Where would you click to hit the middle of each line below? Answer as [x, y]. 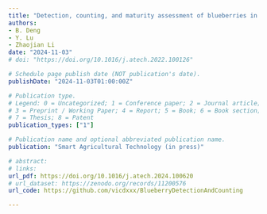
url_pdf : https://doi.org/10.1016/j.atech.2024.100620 [101, 176]
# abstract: [28, 161]
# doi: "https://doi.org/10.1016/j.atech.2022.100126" [101, 60]
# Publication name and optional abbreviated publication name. [117, 139]
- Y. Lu [21, 38]
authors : [23, 23]
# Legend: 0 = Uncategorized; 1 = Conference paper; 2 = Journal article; [135, 103]
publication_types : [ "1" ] [51, 125]
